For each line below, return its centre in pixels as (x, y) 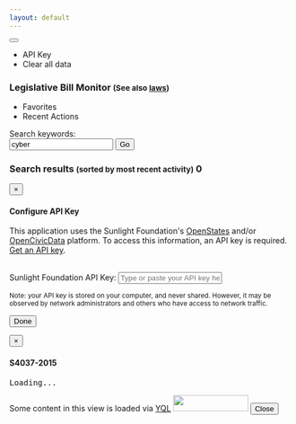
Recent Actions (50, 116)
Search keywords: (43, 133)
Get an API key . (38, 250)
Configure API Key (44, 211)
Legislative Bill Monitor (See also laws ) (90, 87)
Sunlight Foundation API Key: (63, 278)
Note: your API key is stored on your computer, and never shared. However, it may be (140, 296)
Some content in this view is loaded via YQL (90, 408)
